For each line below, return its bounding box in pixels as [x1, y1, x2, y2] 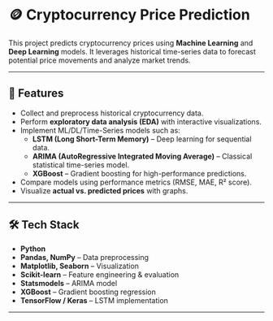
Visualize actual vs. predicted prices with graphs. [19, 185, 188, 195]
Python [19, 244, 46, 254]
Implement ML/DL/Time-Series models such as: [19, 125, 180, 135]
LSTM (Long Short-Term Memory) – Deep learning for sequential [32, 134, 252, 144]
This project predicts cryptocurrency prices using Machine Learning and [8, 37, 253, 48]
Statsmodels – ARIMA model [19, 278, 118, 288]
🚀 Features [8, 86, 64, 101]
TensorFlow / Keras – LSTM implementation [19, 295, 169, 305]
